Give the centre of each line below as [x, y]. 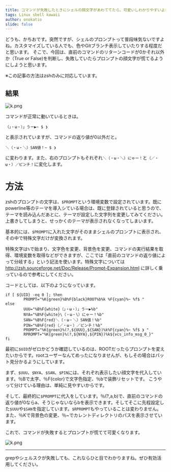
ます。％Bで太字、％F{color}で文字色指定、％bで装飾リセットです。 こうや [84, 379]
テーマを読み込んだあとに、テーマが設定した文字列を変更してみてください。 [85, 214]
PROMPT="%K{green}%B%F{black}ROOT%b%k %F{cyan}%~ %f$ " [84, 299]
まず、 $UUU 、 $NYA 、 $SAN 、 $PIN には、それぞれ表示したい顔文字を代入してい [83, 372]
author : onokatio [24, 19]
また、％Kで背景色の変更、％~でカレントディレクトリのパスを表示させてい [84, 415]
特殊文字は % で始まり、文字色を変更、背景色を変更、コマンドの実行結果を [82, 249]
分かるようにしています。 [41, 362]
